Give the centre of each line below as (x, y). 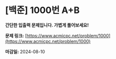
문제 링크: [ (16, 35)
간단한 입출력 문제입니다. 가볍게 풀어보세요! (47, 25)
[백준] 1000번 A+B (42, 10)
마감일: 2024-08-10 (25, 51)
